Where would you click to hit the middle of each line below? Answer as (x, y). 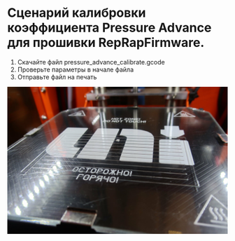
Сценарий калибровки (77, 13)
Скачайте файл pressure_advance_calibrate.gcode (91, 62)
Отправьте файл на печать (57, 77)
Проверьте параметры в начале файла (76, 69)
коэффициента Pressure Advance (109, 28)
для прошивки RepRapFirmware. (106, 43)
